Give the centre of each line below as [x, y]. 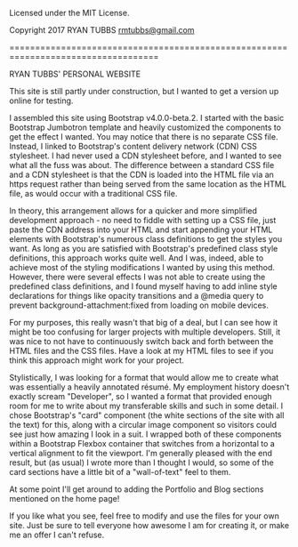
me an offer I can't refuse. [57, 535]
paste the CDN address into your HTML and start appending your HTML [141, 229]
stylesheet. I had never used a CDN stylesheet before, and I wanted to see [145, 156]
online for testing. [41, 101]
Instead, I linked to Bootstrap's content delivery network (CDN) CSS [133, 146]
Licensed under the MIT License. [69, 13]
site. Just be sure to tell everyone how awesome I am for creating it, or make [149, 525]
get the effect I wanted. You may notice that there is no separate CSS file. [144, 137]
